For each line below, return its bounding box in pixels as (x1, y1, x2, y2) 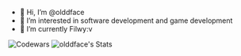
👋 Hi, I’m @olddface (19, 8, 85, 17)
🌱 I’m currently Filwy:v (19, 24, 93, 33)
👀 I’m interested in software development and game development (19, 16, 233, 25)
